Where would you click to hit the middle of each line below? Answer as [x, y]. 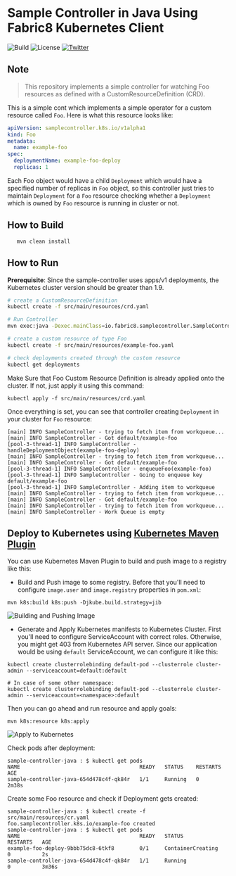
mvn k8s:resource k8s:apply [48, 722]
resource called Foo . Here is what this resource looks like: [90, 115]
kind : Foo [22, 134]
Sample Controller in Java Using [103, 13]
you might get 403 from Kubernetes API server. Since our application [117, 645]
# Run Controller [33, 319]
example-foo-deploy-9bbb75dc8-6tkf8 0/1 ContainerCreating [113, 849]
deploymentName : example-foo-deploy [67, 161]
